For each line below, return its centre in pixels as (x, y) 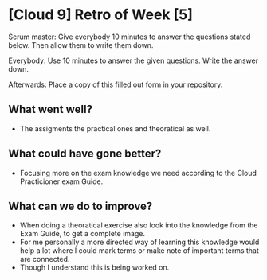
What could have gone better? (85, 154)
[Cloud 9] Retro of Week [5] (100, 15)
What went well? (51, 109)
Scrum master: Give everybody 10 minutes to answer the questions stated (130, 37)
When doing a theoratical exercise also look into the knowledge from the (139, 225)
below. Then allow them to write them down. (81, 45)
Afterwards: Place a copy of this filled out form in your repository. (116, 84)
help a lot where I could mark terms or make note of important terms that (139, 251)
